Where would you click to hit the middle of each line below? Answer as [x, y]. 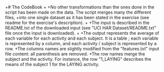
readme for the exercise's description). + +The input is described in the [77, 23]
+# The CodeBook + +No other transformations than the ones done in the [80, 7]
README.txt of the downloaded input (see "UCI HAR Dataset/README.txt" [81, 28]
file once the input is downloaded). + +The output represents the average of [82, 33]
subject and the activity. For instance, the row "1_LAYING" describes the [78, 59]
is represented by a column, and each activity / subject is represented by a [81, 43]
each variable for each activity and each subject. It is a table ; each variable [82, 38]
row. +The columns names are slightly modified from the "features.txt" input [82, 49]
